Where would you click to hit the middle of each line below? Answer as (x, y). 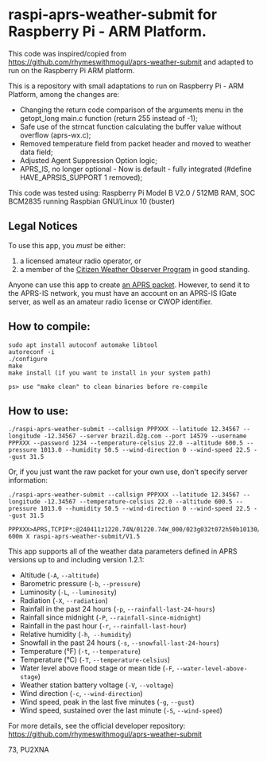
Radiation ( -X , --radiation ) (64, 601)
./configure (28, 359)
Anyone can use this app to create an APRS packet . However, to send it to (129, 285)
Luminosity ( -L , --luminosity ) (68, 592)
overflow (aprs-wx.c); (55, 135)
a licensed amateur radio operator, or (80, 261)
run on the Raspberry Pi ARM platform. (72, 70)
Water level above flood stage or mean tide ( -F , (97, 668)
